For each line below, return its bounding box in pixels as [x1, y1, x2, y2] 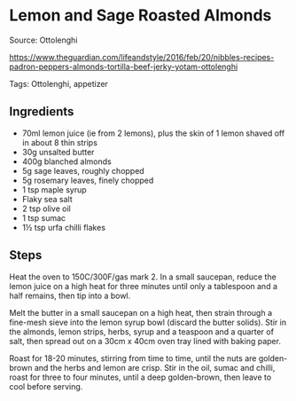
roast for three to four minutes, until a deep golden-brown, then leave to [9, 372, 272, 382]
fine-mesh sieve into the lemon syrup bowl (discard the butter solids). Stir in [9, 317, 286, 327]
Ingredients [9, 104, 74, 120]
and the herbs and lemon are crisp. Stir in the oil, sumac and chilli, [34, 362, 276, 373]
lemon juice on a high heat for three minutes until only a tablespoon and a [9, 280, 277, 291]
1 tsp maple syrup [21, 184, 87, 195]
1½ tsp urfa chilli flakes [21, 222, 106, 232]
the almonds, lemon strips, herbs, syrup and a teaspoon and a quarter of [9, 326, 275, 337]
